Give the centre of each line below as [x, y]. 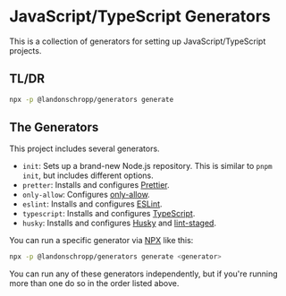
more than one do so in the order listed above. [94, 283]
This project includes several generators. [84, 148]
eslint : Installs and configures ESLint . [92, 204]
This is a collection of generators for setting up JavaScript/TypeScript [138, 41]
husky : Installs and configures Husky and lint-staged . [119, 223]
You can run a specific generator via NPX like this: [101, 241]
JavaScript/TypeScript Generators [140, 17]
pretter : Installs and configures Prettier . [96, 185]
